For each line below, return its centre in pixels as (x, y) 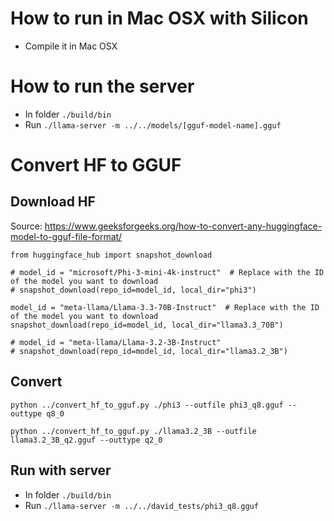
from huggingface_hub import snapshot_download (111, 255)
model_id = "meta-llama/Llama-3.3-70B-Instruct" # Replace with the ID (165, 307)
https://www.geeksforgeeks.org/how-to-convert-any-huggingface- (183, 226)
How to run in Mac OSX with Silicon (159, 18)
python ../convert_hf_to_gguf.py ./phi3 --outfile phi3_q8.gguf (147, 405)
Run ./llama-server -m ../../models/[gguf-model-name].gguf (153, 124)
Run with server (61, 470)
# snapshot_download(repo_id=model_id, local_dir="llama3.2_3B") (149, 351)
